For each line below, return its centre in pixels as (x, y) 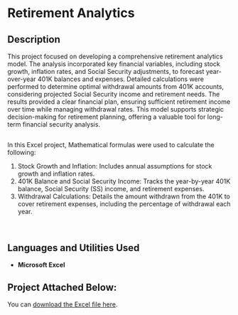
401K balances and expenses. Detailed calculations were (121, 79)
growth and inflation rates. (56, 174)
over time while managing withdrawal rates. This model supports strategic (116, 109)
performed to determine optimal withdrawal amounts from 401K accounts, (116, 86)
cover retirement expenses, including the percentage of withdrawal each (124, 204)
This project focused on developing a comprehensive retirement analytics (115, 56)
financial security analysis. (61, 124)
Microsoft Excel (41, 265)
